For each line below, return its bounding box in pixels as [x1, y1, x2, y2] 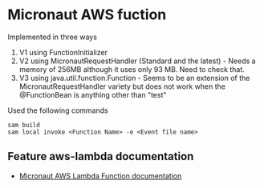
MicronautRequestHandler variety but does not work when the [18, 82, 226, 91]
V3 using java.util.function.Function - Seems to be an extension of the [18, 73, 250, 82]
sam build [7, 121, 41, 129]
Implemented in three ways [7, 32, 98, 42]
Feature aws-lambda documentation [7, 150, 194, 163]
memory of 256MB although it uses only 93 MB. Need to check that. [18, 64, 246, 74]
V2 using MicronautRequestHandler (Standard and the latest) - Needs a [18, 56, 256, 66]
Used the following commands [7, 106, 109, 115]
